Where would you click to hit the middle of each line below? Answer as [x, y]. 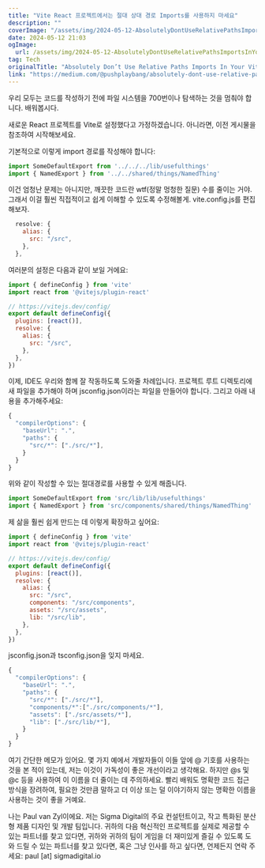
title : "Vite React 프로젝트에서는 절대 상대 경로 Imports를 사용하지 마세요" [123, 15]
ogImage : [22, 45]
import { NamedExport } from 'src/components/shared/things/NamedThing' [130, 506]
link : [17, 74]
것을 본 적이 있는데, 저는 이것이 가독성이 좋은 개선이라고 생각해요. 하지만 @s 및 [129, 770]
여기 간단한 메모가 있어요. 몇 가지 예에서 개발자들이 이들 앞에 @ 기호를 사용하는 [129, 760]
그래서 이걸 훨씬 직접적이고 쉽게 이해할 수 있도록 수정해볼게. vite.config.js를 [125, 199]
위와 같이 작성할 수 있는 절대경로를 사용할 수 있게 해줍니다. [97, 484]
